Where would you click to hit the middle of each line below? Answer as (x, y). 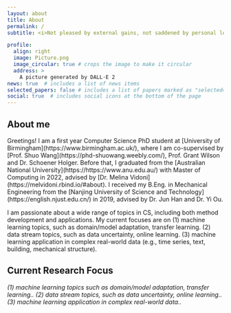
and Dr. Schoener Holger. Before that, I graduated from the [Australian (106, 162)
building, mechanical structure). (52, 249)
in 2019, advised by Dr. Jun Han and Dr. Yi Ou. (158, 199)
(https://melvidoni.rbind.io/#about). (57, 184)
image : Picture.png (41, 58)
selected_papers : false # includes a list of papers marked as (100, 90)
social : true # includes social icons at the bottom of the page (104, 96)
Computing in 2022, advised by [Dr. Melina (68, 177)
